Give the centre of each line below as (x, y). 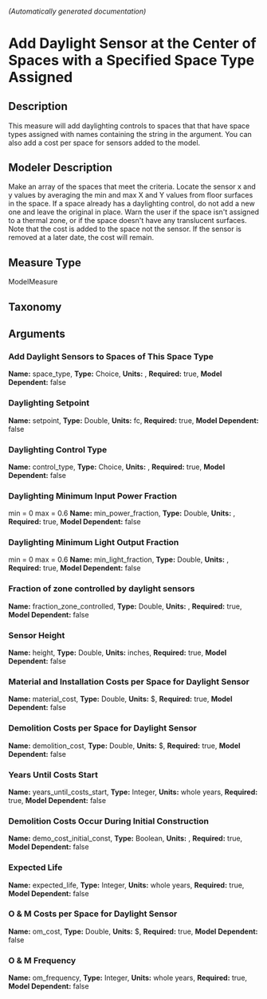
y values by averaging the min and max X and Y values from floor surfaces (131, 195)
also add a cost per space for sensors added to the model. (104, 143)
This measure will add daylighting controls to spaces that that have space (129, 125)
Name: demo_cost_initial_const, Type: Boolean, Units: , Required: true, (126, 838)
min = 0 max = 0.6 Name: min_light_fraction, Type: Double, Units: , (119, 560)
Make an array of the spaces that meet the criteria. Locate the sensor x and (132, 186)
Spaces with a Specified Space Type (132, 60)
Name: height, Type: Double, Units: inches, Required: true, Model (118, 652)
